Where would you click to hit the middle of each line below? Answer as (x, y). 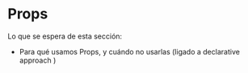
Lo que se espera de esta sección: (65, 36)
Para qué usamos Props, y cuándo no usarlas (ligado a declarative (129, 51)
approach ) (38, 60)
